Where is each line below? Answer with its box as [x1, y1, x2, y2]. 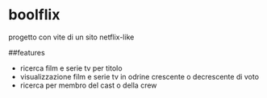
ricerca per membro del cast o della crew [19, 80, 157, 90]
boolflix [8, 6, 60, 24]
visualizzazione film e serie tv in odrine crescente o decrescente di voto [19, 71, 260, 81]
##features [8, 47, 46, 57]
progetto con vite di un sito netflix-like [8, 32, 135, 42]
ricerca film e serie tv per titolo [19, 63, 123, 73]
